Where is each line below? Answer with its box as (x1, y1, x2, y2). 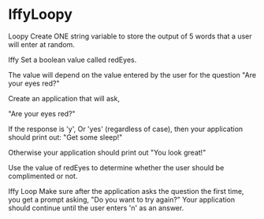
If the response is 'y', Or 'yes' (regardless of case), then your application (8, 124, 244, 133)
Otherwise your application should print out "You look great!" (8, 148, 206, 157)
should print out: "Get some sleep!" (8, 132, 123, 142)
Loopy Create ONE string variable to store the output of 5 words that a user (8, 31, 252, 41)
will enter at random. (8, 39, 75, 49)
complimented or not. (8, 171, 78, 181)
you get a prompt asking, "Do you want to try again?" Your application (8, 195, 236, 204)
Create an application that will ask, (8, 93, 121, 103)
